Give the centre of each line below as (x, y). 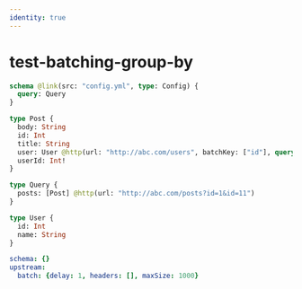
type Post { (31, 119)
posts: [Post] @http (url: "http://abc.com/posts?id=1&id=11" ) (136, 194)
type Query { (34, 185)
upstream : (28, 267)
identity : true (38, 18)
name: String (42, 234)
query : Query (42, 94)
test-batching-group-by (101, 61)
